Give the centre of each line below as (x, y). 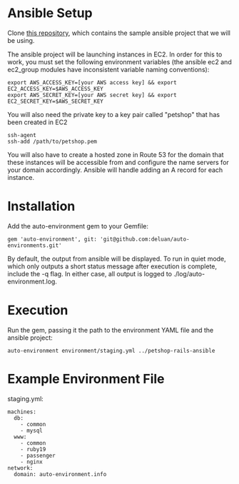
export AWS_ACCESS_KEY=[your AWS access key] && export (92, 82)
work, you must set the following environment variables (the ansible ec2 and (119, 61)
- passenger (38, 455)
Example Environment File (86, 379)
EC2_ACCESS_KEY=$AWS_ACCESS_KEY (55, 89)
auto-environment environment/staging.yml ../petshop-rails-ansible (111, 351)
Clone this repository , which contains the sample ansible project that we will (119, 33)
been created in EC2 (37, 122)
